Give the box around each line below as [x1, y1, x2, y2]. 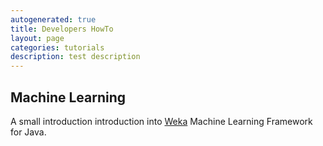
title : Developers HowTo [10, 24, 114, 34]
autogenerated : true [10, 14, 97, 25]
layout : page [10, 33, 65, 43]
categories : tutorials [10, 42, 105, 53]
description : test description [10, 52, 141, 62]
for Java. [10, 126, 47, 138]
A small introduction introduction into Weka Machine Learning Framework [10, 115, 313, 127]
